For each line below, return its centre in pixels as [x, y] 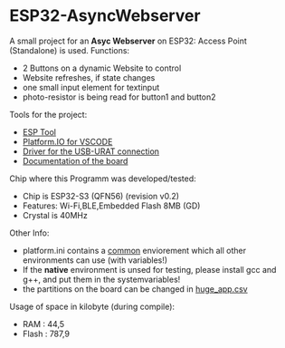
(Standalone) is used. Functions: [69, 50]
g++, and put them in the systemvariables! [101, 279]
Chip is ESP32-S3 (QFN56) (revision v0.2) [100, 196]
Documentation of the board [75, 160]
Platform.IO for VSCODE [67, 141]
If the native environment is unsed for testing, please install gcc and [149, 269]
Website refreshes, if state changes [89, 77]
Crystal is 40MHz [55, 215]
